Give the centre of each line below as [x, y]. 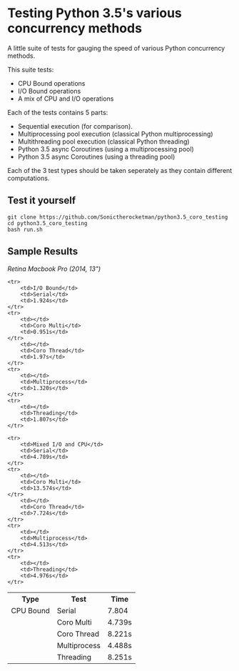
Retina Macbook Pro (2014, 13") [54, 269]
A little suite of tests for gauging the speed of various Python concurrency [116, 48]
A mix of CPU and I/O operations [66, 99]
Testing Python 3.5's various [95, 13]
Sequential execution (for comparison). [75, 126]
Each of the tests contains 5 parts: [58, 112]
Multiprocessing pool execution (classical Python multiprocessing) [115, 134]
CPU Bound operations [51, 83]
